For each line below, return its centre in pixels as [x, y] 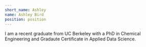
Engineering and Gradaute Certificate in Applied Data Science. [70, 39]
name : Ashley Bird [24, 15]
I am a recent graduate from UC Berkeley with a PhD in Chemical [73, 34]
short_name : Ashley [26, 10]
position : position [26, 19]
